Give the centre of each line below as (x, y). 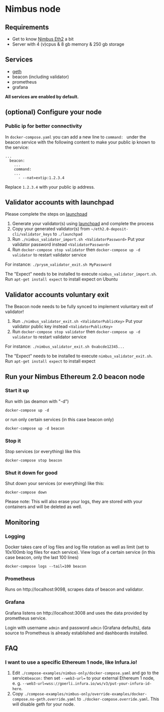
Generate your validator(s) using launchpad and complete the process (83, 224)
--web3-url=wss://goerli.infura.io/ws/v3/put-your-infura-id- (87, 684)
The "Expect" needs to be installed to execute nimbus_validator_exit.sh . (79, 356)
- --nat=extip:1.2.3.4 (41, 178)
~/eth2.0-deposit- (110, 229)
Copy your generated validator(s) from (51, 229)
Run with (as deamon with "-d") (37, 401)
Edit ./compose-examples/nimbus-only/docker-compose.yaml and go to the (85, 673)
